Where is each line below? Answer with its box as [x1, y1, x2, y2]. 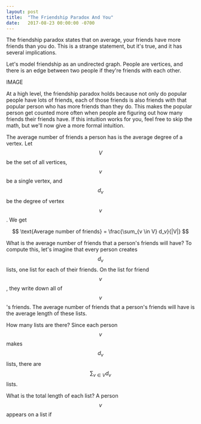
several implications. [6, 49, 57, 56]
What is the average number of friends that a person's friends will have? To [6, 240, 192, 247]
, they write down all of [6, 284, 63, 292]
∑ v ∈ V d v [89, 370, 112, 378]
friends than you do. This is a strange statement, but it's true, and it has [6, 43, 182, 50]
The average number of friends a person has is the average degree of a [6, 134, 183, 141]
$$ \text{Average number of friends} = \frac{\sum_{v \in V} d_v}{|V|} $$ [11, 228, 190, 235]
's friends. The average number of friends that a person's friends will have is [6, 303, 196, 310]
